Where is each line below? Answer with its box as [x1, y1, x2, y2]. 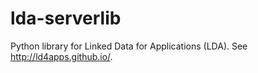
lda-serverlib [10, 7, 122, 30]
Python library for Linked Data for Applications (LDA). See [10, 40, 248, 52]
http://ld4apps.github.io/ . [10, 50, 113, 62]
